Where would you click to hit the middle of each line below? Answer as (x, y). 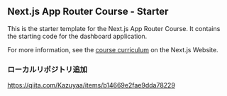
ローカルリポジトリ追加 (47, 69)
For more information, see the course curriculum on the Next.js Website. (113, 49)
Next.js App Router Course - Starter (88, 12)
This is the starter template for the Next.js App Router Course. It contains (114, 28)
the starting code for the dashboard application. (77, 36)
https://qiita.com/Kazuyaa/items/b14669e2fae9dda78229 (92, 85)
